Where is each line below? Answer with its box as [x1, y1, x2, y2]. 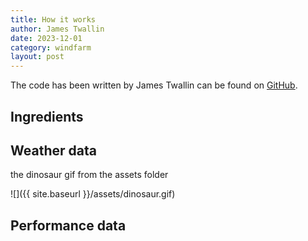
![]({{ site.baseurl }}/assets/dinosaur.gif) [10, 188, 176, 200]
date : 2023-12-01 [10, 33, 83, 43]
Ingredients [10, 108, 84, 125]
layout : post [10, 52, 65, 62]
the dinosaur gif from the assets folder [10, 169, 169, 181]
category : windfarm [10, 42, 92, 53]
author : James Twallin [10, 24, 105, 34]
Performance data [10, 217, 127, 234]
